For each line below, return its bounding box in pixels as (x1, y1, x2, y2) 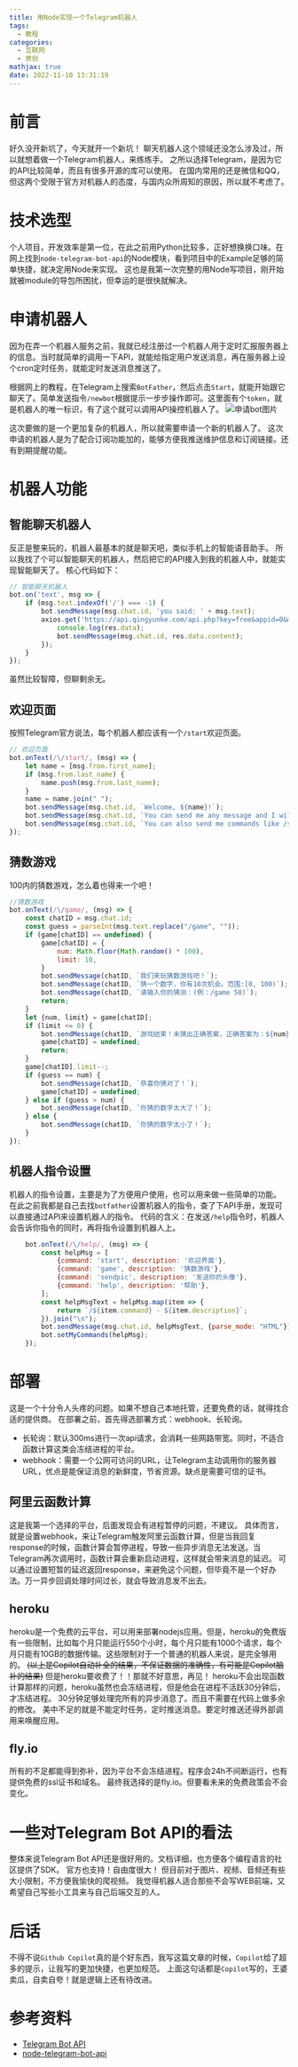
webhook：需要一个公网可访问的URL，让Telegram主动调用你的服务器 (21, 1454, 277, 1465)
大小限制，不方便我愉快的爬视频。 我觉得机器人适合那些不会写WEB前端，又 (9, 1875, 286, 1887)
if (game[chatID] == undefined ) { (25, 931, 153, 939)
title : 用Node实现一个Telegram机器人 (9, 12, 138, 22)
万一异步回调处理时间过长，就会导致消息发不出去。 (24, 1575, 211, 1586)
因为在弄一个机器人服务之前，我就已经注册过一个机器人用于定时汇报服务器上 (9, 340, 289, 351)
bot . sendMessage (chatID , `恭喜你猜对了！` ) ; (41, 1079, 200, 1088)
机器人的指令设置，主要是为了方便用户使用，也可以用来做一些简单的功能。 (9, 1189, 281, 1200)
